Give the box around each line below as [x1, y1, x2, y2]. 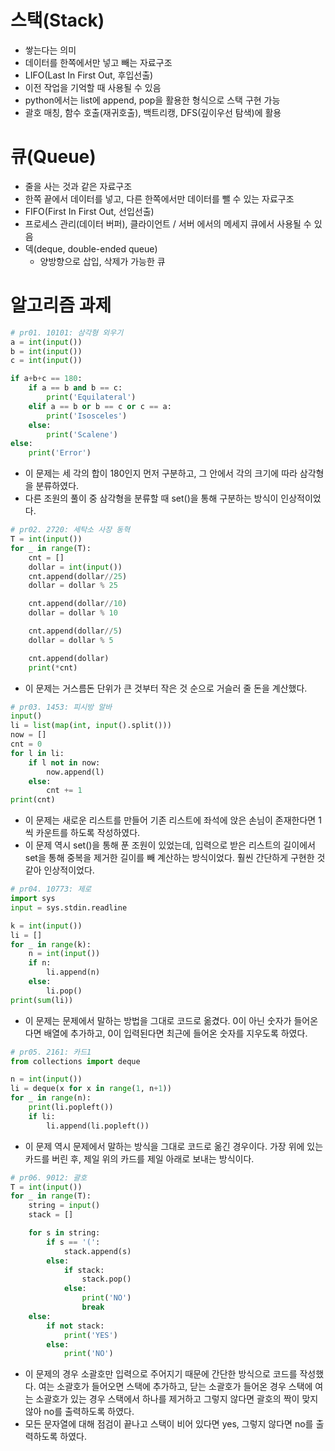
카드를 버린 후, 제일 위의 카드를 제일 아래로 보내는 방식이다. [24, 1152, 255, 1165]
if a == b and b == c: [28, 383, 123, 393]
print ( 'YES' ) [63, 1330, 118, 1340]
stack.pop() [81, 1274, 132, 1285]
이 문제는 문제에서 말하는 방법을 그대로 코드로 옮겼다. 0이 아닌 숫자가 [24, 1014, 292, 1026]
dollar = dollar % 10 [28, 608, 118, 618]
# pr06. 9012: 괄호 [10, 1172, 88, 1183]
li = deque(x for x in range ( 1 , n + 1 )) [10, 1084, 172, 1094]
